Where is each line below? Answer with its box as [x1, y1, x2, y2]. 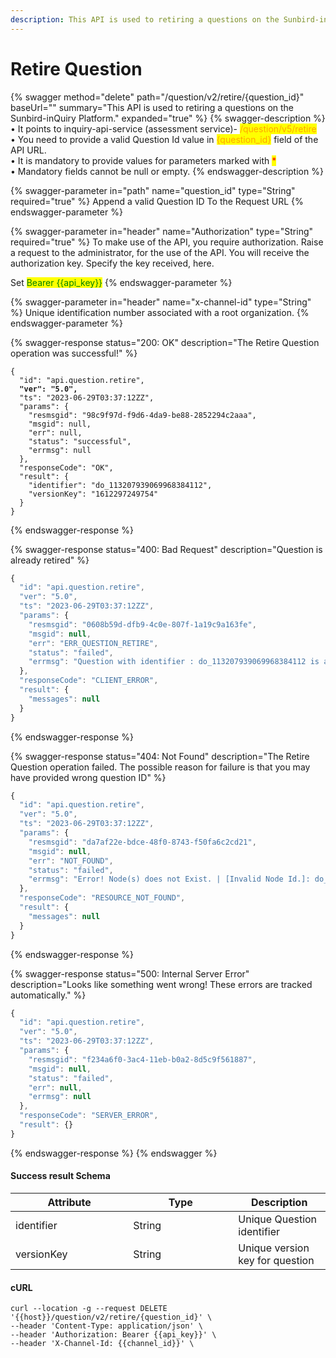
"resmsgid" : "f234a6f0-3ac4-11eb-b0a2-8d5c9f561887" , [28, 1054, 257, 1065]
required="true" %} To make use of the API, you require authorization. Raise [10, 236, 324, 248]
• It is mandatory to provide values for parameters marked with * [10, 154, 277, 166]
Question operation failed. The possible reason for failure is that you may [10, 761, 311, 773]
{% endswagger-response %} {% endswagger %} [10, 1147, 218, 1159]
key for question [238, 1254, 315, 1268]
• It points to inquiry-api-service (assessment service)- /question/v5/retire [10, 122, 317, 135]
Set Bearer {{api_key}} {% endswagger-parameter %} [10, 276, 233, 288]
